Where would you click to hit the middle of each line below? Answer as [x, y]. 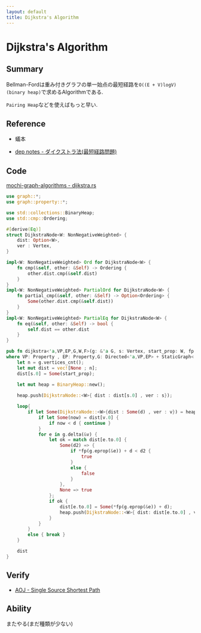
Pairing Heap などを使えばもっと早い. [52, 104]
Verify [18, 576]
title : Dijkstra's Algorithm [42, 17]
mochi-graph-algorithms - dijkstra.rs [51, 185]
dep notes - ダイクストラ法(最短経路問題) [66, 152]
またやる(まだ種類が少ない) [40, 624]
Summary [25, 69]
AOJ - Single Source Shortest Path [57, 590]
